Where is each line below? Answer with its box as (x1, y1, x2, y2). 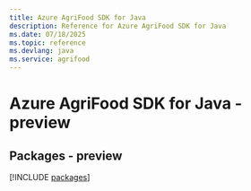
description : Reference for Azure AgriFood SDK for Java (9, 22, 227, 30)
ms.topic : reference (9, 38, 87, 48)
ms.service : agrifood (9, 55, 91, 64)
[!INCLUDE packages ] (9, 172, 91, 182)
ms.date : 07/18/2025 (9, 30, 87, 39)
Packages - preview (9, 148, 123, 163)
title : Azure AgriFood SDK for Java (9, 13, 146, 22)
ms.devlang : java (9, 47, 74, 56)
